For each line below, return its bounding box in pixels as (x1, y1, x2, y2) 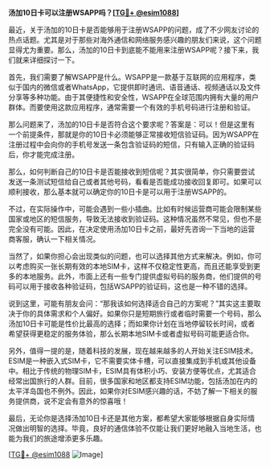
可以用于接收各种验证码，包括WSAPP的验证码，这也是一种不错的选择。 (14, 282, 252, 291)
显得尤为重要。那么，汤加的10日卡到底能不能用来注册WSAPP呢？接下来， (8, 45, 252, 55)
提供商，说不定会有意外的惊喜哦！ (14, 396, 129, 406)
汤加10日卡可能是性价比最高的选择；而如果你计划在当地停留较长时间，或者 (8, 319, 256, 329)
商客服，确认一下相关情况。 (8, 234, 100, 244)
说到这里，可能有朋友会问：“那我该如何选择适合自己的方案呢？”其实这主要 (8, 299, 255, 308)
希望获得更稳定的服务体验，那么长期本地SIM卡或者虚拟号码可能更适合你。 (8, 329, 254, 338)
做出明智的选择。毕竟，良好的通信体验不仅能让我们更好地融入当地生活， (14, 424, 255, 433)
